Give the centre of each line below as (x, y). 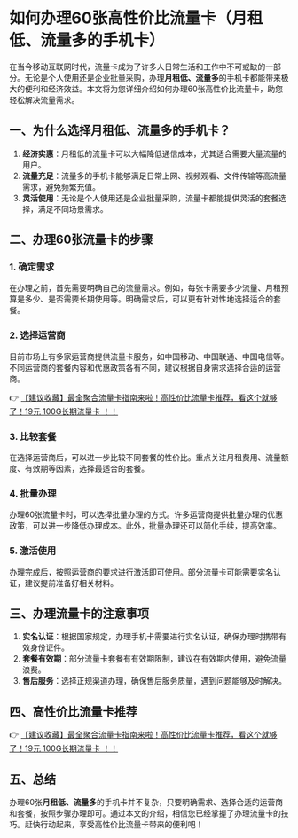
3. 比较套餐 (33, 436)
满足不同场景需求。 (73, 208)
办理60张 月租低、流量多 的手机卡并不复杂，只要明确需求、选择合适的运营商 (146, 803)
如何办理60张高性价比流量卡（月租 (136, 18)
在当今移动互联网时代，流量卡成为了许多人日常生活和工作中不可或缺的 (137, 67)
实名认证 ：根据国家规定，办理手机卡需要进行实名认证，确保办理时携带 (150, 637)
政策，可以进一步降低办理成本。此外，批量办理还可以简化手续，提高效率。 (145, 526)
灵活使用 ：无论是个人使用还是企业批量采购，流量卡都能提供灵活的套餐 (150, 198)
